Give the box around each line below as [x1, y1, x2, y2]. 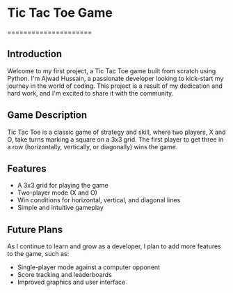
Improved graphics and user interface [17, 278, 126, 287]
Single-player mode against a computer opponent [17, 263, 161, 271]
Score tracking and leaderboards [17, 271, 113, 279]
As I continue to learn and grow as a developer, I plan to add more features [7, 242, 221, 250]
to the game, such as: [7, 250, 70, 258]
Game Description [7, 110, 88, 121]
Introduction [7, 48, 63, 60]
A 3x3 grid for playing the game [17, 181, 109, 190]
